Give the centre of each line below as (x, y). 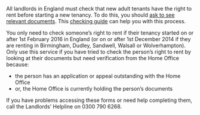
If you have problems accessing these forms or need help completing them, (99, 100)
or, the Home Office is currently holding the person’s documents (94, 88)
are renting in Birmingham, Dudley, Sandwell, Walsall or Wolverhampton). (96, 45)
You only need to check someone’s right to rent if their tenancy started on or (100, 33)
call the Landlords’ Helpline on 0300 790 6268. (64, 106)
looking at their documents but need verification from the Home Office (93, 58)
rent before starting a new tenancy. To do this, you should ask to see (90, 15)
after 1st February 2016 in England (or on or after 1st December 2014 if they (99, 39)
